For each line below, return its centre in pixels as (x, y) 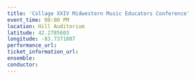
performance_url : (32, 45)
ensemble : (21, 58)
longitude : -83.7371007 (41, 39)
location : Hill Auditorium (46, 26)
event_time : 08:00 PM (38, 20)
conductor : (23, 65)
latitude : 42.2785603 (38, 33)
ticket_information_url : (43, 52)
